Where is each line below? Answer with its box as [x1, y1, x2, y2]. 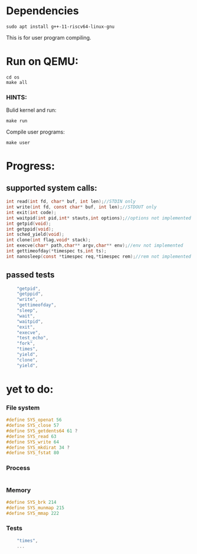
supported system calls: [6, 183, 97, 193]
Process [6, 464, 31, 472]
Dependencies [6, 4, 79, 18]
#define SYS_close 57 [6, 423, 60, 429]
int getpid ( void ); [6, 221, 51, 226]
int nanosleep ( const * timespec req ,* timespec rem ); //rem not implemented [6, 253, 192, 260]
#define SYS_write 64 [6, 439, 60, 445]
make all [6, 79, 28, 85]
